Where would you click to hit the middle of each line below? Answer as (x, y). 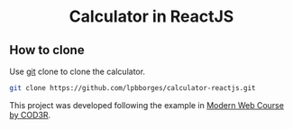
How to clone (47, 50)
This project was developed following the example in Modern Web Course (146, 105)
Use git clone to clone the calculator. (78, 71)
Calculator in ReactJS (151, 17)
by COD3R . (30, 115)
